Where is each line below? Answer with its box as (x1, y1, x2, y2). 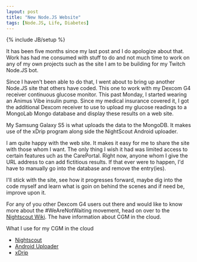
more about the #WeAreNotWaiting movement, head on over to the (6, 207, 170, 214)
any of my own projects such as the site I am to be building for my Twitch (6, 60, 186, 67)
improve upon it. (6, 189, 46, 196)
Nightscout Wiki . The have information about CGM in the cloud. (6, 213, 162, 221)
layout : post (6, 8, 39, 15)
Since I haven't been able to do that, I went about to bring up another (6, 78, 176, 85)
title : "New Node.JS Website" (6, 14, 82, 20)
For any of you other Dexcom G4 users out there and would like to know (6, 201, 183, 208)
